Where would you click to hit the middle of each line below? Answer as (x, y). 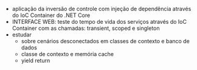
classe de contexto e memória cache (67, 54)
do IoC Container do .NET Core (51, 15)
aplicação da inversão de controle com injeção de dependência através (102, 9)
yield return (36, 61)
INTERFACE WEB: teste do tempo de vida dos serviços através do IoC (99, 22)
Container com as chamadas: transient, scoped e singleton (86, 28)
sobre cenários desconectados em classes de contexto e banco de (105, 41)
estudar (22, 35)
